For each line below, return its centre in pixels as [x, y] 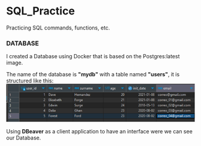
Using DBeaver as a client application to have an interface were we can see [99, 131]
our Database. [24, 138]
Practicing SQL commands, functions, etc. [58, 28]
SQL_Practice [41, 11]
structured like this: [30, 81]
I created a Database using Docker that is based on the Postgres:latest [93, 56]
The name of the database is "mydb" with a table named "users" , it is [93, 75]
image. [15, 63]
